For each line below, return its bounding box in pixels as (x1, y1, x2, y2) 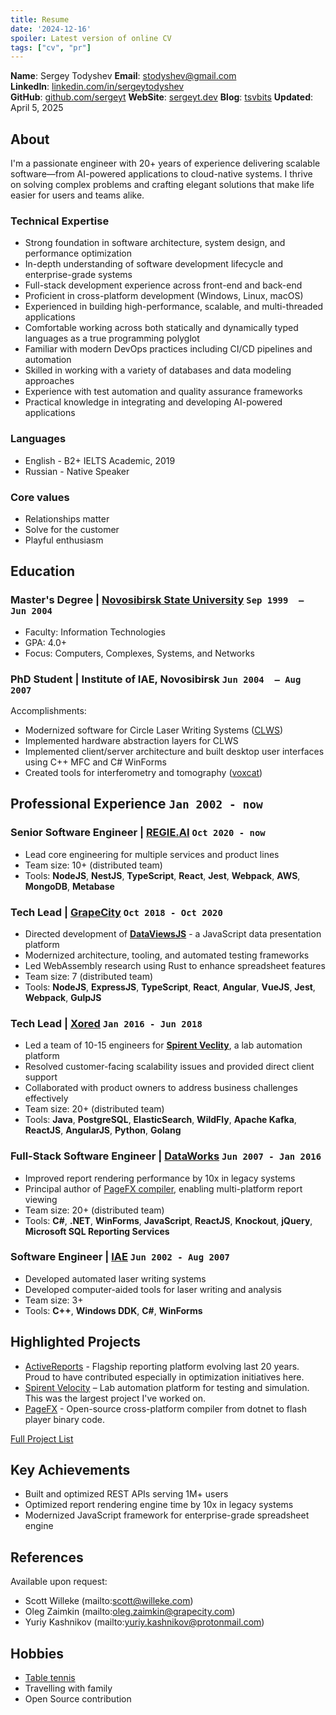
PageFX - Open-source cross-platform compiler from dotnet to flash (24, 1402, 307, 1415)
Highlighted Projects (10, 1334, 142, 1351)
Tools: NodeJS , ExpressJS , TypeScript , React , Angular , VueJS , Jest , (24, 981, 316, 993)
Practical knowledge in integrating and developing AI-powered (24, 396, 283, 408)
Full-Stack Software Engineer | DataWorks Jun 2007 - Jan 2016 (10, 1149, 322, 1163)
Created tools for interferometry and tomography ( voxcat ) (24, 766, 263, 778)
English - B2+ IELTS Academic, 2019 (24, 454, 176, 466)
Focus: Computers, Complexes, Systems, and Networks (24, 647, 255, 659)
